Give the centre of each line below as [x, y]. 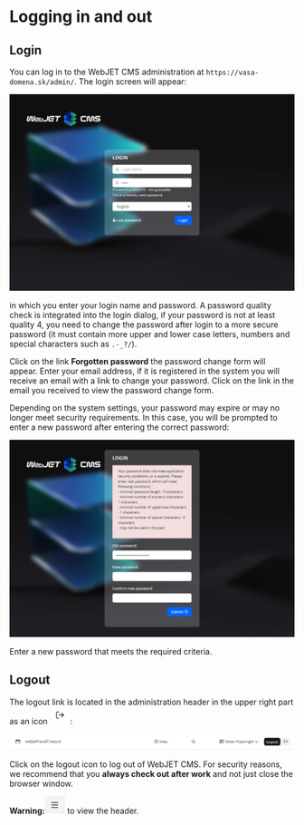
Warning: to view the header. [74, 810]
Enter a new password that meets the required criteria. [111, 651]
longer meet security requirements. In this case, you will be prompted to [143, 418]
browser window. [42, 783]
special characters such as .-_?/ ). [73, 344]
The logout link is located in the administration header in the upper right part [152, 702]
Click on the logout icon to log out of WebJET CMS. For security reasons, [146, 764]
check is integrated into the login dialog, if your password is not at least [142, 315]
